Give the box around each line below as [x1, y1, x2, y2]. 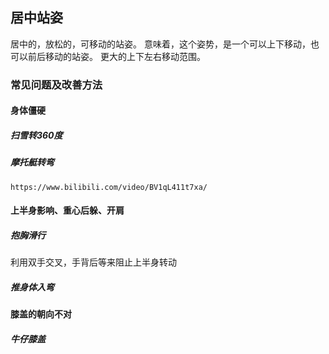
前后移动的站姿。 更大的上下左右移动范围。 [27, 50, 206, 62]
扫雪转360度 [10, 129, 63, 141]
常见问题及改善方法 [10, 78, 103, 92]
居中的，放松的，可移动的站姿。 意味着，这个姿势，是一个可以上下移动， [10, 38, 311, 50]
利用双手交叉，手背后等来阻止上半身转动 [10, 256, 177, 268]
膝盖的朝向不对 [10, 308, 72, 320]
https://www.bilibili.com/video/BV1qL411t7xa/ [10, 182, 208, 192]
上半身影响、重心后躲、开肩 [10, 204, 125, 217]
